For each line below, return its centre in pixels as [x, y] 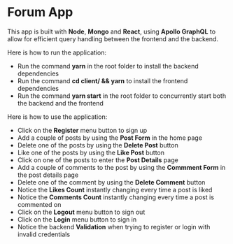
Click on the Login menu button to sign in [77, 219]
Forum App [40, 12]
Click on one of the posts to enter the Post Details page [98, 160]
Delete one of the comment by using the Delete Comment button [111, 182]
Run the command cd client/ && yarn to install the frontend [103, 80]
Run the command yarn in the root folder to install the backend [108, 66]
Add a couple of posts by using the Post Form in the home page [110, 138]
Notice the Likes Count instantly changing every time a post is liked [115, 189]
